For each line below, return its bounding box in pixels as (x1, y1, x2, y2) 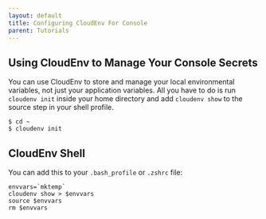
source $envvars (8, 197, 62, 205)
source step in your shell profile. (8, 103, 114, 112)
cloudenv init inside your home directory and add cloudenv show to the (8, 94, 243, 104)
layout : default (8, 11, 62, 20)
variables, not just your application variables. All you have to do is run (8, 85, 237, 96)
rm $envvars (8, 204, 48, 212)
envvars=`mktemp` (8, 183, 66, 191)
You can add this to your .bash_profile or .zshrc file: (8, 168, 183, 177)
